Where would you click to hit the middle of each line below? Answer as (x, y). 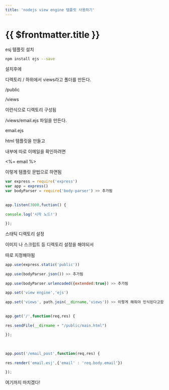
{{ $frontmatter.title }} (53, 34)
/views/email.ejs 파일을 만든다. (36, 121)
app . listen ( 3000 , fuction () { (36, 205)
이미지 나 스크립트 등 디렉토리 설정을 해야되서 (50, 245)
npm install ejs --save (30, 59)
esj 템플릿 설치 (20, 49)
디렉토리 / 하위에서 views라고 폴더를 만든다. (48, 80)
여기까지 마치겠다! (23, 382)
